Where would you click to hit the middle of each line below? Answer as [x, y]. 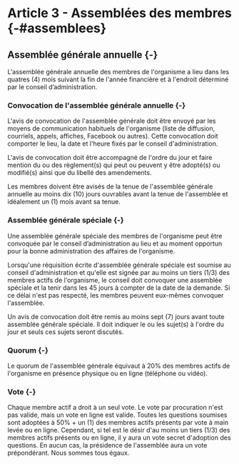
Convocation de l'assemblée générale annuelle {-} [97, 105]
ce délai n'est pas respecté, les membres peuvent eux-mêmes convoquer [116, 295]
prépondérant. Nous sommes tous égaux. [68, 453]
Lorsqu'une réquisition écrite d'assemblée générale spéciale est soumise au [119, 265]
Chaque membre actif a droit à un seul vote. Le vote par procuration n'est [115, 408]
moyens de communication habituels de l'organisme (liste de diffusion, [111, 128]
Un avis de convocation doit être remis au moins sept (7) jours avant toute [116, 316]
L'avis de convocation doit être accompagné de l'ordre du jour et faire [110, 158]
